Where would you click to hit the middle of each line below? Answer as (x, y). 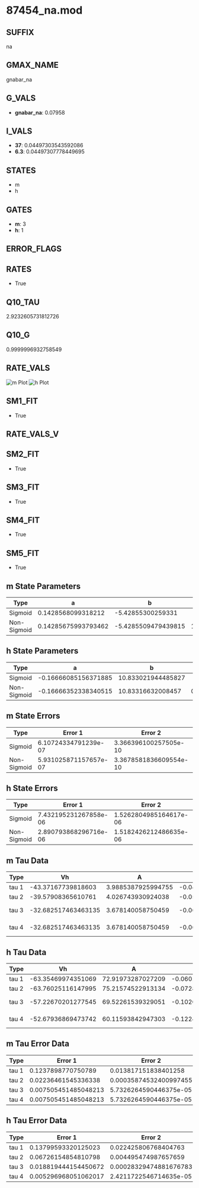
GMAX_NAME (33, 65)
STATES (21, 170)
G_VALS (21, 98)
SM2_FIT (23, 454)
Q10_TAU (23, 302)
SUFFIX (20, 32)
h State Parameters (42, 651)
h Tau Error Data (37, 1121)
